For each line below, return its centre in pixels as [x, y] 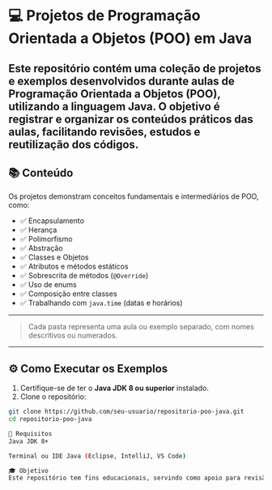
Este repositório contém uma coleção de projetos [135, 69]
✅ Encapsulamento [52, 221]
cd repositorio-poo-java [50, 419]
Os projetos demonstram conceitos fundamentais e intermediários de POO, [134, 196]
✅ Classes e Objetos [54, 257]
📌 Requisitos [30, 434]
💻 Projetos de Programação [104, 16]
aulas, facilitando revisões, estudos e [104, 132]
